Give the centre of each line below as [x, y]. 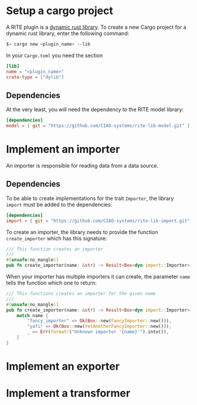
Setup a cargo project [60, 11]
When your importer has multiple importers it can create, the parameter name [98, 277]
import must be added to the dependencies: [59, 205]
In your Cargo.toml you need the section [55, 55]
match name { [33, 316]
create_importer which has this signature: [57, 238]
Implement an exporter [63, 366]
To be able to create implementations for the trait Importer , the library [90, 198]
